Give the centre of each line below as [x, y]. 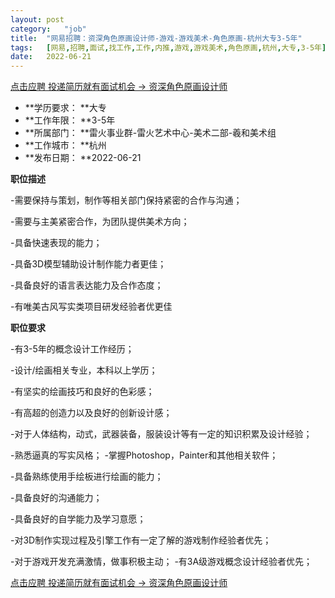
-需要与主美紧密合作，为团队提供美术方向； [100, 222]
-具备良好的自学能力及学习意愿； [78, 519]
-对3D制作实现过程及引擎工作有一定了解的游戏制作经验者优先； [141, 540]
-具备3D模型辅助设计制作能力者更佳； [88, 264]
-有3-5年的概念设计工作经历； [72, 349]
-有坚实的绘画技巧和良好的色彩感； [82, 392]
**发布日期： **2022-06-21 [83, 158]
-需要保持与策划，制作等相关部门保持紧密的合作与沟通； [126, 200]
